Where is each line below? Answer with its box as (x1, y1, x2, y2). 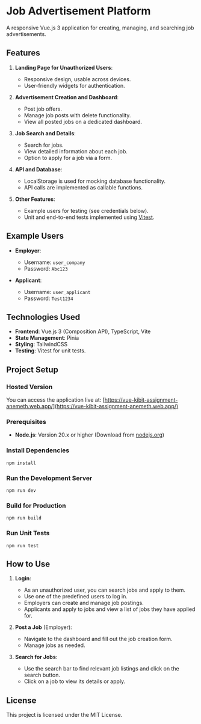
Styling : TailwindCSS (14, 341, 68, 348)
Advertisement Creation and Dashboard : (14, 93, 119, 100)
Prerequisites (6, 417, 46, 426)
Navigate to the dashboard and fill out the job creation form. (23, 636, 173, 643)
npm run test (6, 542, 39, 548)
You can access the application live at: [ (6, 396, 105, 403)
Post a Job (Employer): (14, 624, 72, 631)
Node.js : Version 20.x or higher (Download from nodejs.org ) (14, 431, 164, 438)
